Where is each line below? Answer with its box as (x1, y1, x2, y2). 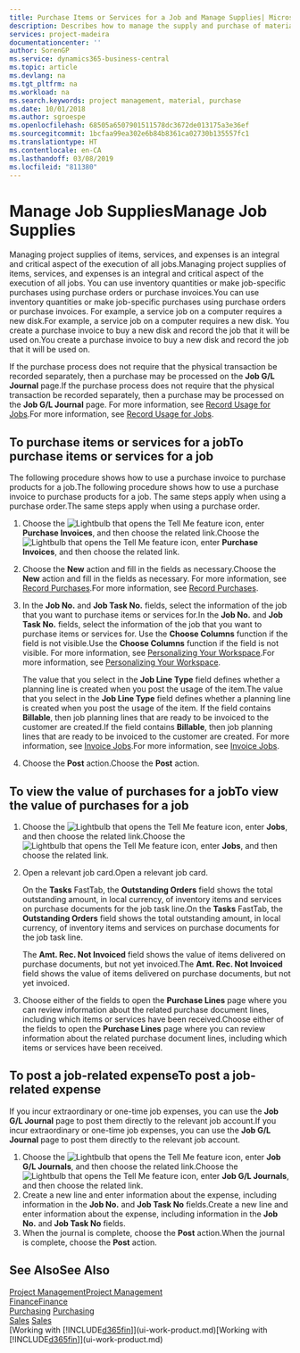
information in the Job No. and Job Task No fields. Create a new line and (21, 1199, 288, 1209)
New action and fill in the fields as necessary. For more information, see (21, 573, 287, 585)
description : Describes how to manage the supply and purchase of (9, 21, 262, 30)
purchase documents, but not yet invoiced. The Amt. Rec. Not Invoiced (21, 959, 283, 969)
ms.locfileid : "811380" (9, 162, 98, 171)
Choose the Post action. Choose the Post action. (21, 758, 200, 768)
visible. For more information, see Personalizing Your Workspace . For (21, 648, 275, 659)
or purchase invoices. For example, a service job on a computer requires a (9, 306, 283, 317)
